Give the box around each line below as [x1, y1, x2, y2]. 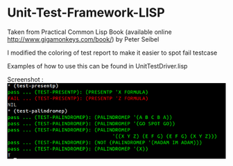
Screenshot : [7, 75, 44, 84]
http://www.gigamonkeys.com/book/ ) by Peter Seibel [7, 35, 159, 43]
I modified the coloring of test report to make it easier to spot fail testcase [7, 48, 218, 57]
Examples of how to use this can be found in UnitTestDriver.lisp [7, 62, 188, 70]
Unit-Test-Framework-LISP [7, 5, 165, 21]
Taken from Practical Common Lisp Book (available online [7, 28, 172, 36]
